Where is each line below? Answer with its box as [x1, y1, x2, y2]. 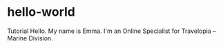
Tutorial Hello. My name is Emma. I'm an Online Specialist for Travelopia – [7, 27, 216, 35]
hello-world [7, 4, 76, 20]
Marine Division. [7, 34, 53, 42]
